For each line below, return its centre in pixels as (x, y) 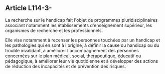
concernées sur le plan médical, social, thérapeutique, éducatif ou (73, 56)
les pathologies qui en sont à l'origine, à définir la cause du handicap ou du (82, 45)
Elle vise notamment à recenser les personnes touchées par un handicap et (83, 40)
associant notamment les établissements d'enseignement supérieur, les (79, 25)
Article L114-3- (29, 8)
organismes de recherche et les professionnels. (54, 30)
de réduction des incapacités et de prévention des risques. (66, 66)
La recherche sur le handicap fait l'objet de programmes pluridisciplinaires (82, 20)
